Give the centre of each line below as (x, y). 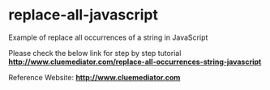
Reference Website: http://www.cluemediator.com (94, 77)
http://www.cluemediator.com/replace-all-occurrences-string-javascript (135, 62)
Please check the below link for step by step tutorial (95, 53)
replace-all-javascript (83, 15)
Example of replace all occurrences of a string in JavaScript (108, 37)
